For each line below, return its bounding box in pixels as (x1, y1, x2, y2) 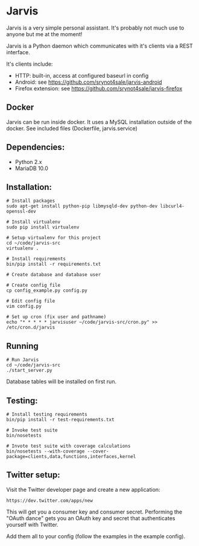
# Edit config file (6, 298, 55, 304)
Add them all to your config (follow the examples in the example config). (6, 532, 186, 540)
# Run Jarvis (6, 357, 39, 363)
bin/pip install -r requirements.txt (6, 261, 101, 268)
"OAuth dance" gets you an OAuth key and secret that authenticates (6, 514, 175, 522)
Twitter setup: (6, 470, 60, 480)
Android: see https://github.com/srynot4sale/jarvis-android (14, 78, 162, 86)
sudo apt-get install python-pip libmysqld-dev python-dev (6, 203, 158, 209)
